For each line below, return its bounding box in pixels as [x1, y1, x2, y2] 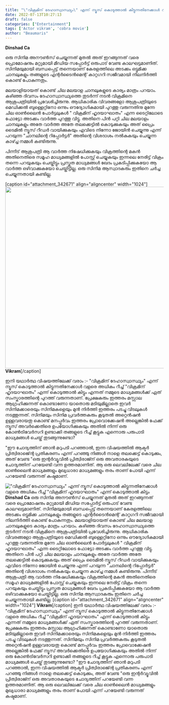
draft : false [5, 17, 33, 22]
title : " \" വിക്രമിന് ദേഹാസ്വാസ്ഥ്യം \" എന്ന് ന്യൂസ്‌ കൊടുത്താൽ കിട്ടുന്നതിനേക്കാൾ [5, 7, 160, 13]
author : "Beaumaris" [5, 31, 49, 36]
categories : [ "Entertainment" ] [5, 21, 71, 27]
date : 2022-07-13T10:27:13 [5, 12, 62, 17]
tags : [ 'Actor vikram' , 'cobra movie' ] [5, 26, 89, 31]
